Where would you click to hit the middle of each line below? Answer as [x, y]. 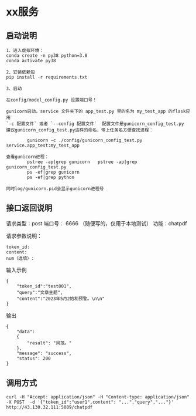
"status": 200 [34, 358]
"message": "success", [44, 353]
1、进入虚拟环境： [25, 50]
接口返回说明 [29, 208]
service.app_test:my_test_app [43, 146]
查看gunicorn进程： [27, 157]
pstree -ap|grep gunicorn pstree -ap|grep [82, 162]
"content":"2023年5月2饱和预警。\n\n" [61, 299]
